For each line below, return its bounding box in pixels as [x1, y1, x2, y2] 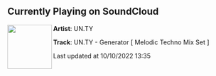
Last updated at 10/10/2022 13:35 [53, 51, 151, 60]
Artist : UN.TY [53, 24, 94, 32]
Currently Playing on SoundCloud [7, 6, 159, 18]
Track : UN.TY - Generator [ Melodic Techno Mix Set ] [53, 38, 210, 46]
